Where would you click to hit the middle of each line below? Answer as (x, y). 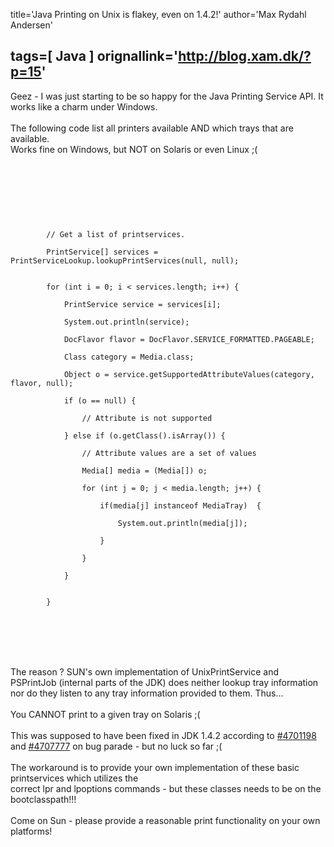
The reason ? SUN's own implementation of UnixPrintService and (145, 671)
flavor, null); (42, 383)
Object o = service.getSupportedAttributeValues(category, (189, 374)
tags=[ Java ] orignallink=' (94, 56)
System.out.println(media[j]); (182, 523)
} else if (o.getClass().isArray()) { (144, 435)
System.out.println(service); (126, 322)
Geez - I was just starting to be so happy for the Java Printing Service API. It (167, 96)
